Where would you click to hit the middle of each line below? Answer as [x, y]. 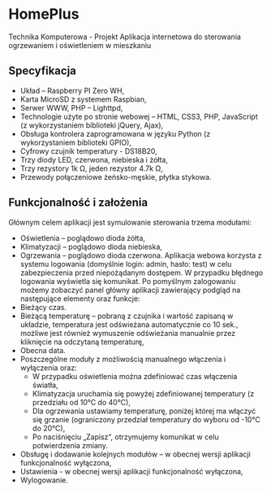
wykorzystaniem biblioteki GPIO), [76, 142]
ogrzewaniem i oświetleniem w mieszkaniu [80, 45]
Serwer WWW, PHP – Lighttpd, [71, 107]
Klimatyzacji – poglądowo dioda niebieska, [91, 246]
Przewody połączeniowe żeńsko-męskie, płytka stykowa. [116, 177]
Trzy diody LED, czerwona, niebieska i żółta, [94, 159]
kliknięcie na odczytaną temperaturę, [82, 342]
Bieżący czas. [43, 307]
